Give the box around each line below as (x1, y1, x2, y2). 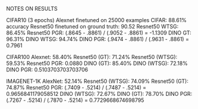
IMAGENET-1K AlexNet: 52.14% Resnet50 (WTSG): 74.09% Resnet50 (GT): (6, 77, 188, 85)
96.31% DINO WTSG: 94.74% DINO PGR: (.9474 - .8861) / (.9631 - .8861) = (6, 36, 189, 42)
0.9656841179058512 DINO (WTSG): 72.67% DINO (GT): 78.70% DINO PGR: (6, 91, 193, 97)
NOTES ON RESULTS (6, 5, 58, 12)
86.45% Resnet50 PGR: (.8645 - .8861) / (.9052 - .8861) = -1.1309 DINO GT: (6, 29, 191, 36)
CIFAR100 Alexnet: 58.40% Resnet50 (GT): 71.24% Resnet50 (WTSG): (6, 54, 178, 60)
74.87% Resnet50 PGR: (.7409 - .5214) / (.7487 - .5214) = (6, 84, 147, 91)
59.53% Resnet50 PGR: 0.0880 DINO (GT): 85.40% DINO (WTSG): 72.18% (6, 60, 188, 67)
